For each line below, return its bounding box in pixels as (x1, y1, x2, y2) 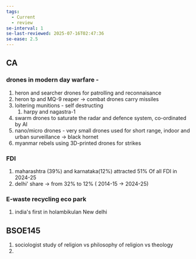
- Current (11, 14, 35, 20)
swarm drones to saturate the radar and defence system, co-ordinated (14, 114, 187, 121)
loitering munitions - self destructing (14, 102, 103, 109)
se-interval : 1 (6, 25, 44, 31)
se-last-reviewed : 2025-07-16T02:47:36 (6, 31, 104, 37)
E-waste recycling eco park (6, 195, 87, 203)
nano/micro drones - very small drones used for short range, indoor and (14, 127, 190, 134)
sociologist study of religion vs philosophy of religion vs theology (14, 241, 174, 248)
